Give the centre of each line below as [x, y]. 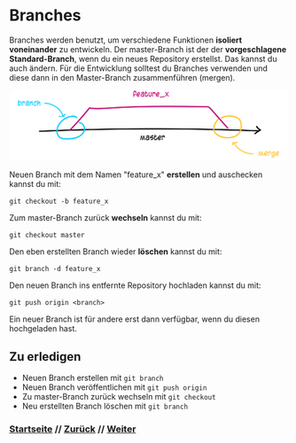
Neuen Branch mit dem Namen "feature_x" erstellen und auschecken [136, 175]
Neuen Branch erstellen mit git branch [93, 378]
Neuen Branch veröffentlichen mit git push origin [114, 387]
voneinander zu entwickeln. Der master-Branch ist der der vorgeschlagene [148, 49]
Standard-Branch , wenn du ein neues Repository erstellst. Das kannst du [143, 58]
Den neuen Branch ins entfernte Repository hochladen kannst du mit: [135, 285]
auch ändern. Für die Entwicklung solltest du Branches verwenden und [139, 68]
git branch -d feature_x [55, 269]
